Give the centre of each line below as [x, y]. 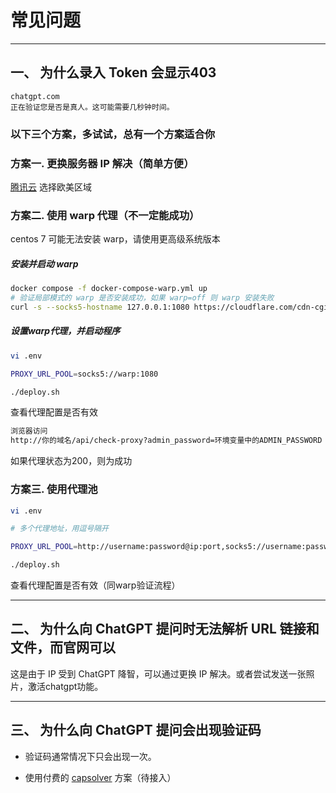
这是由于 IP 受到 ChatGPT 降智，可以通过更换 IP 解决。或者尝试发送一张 [158, 673]
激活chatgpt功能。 [65, 686]
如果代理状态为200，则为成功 [71, 461]
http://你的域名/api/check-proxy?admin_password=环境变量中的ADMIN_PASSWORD [166, 441]
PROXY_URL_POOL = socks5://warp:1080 [84, 374]
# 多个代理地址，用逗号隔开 [60, 529]
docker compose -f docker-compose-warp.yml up [109, 289]
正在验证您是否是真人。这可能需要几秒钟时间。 [92, 107]
